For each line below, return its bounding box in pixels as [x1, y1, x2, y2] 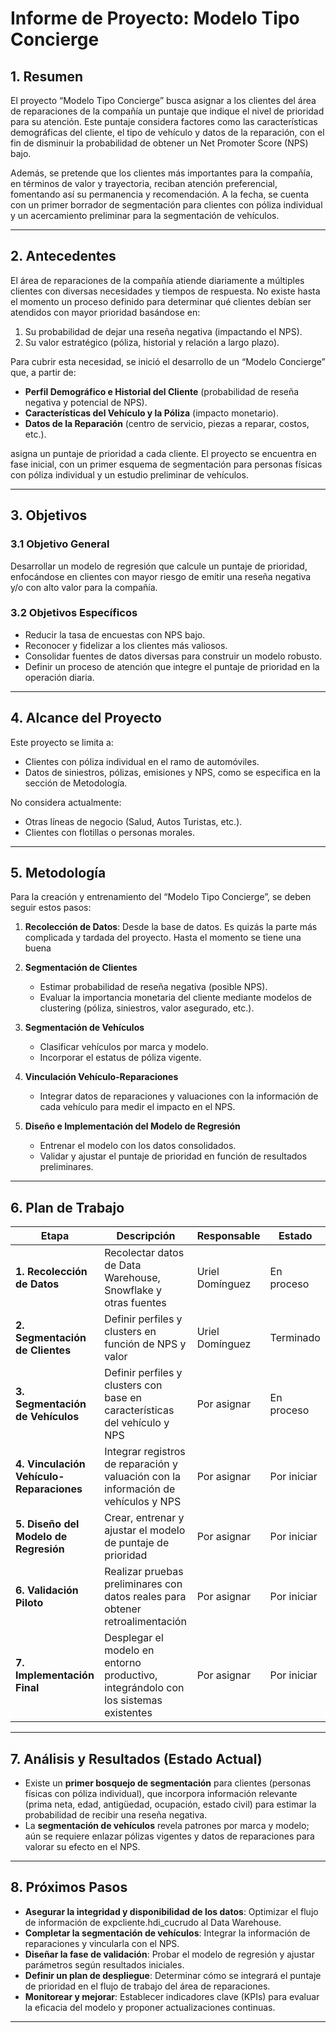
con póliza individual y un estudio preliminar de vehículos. [10, 468, 249, 481]
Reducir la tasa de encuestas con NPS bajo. [24, 628, 206, 641]
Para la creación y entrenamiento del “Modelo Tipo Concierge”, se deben [10, 891, 312, 903]
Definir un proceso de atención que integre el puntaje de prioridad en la [24, 660, 320, 672]
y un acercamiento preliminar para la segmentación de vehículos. [10, 210, 280, 221]
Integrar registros [104, 1445, 186, 1459]
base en [104, 1391, 142, 1405]
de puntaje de [104, 1536, 170, 1550]
